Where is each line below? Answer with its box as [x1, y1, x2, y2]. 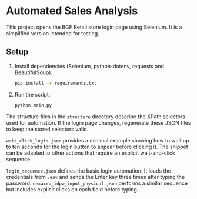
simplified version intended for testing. [6, 29, 100, 37]
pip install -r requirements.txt [14, 80, 97, 86]
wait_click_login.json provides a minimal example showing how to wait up [6, 137, 189, 144]
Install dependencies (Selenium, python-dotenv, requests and [14, 62, 165, 69]
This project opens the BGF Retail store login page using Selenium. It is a [6, 24, 182, 31]
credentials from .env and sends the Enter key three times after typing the [6, 173, 185, 180]
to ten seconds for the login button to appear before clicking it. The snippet [6, 143, 188, 150]
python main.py [14, 102, 52, 108]
